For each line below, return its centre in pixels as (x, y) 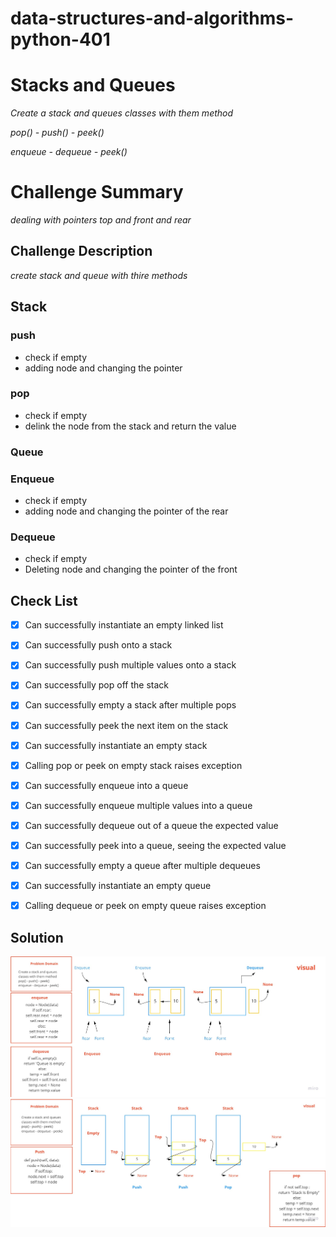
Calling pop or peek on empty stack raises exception (133, 765)
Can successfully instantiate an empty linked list (124, 625)
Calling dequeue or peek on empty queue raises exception (145, 906)
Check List (44, 600)
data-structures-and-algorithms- (152, 18)
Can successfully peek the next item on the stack (126, 725)
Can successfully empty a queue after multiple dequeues (142, 865)
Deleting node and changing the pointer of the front (131, 569)
